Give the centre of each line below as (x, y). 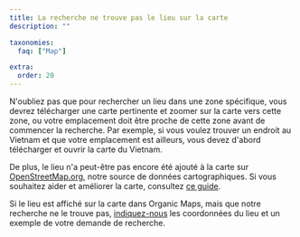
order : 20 (36, 76)
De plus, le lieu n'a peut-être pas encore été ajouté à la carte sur (129, 167)
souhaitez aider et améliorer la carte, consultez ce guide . (115, 186)
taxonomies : (32, 43)
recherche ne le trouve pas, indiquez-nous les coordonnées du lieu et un (145, 213)
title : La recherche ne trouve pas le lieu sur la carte (119, 18)
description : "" (40, 26)
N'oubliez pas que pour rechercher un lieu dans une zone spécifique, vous (148, 101)
